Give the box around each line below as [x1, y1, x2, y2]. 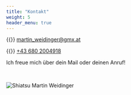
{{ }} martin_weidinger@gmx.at [6, 36, 81, 43]
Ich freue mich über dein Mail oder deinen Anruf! [6, 59, 126, 66]
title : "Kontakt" [6, 8, 49, 15]
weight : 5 [6, 14, 31, 20]
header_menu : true [6, 20, 52, 26]
